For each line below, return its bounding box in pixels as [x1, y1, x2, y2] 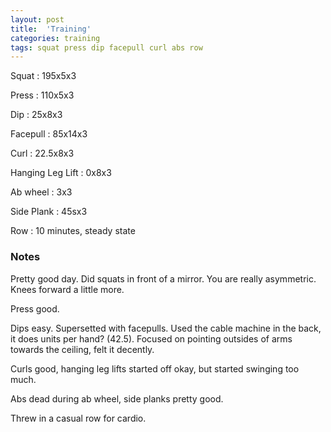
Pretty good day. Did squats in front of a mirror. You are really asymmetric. [10, 272, 317, 285]
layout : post [10, 14, 65, 25]
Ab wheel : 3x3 [10, 186, 73, 198]
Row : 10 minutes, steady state [10, 225, 136, 237]
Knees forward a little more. [10, 283, 125, 295]
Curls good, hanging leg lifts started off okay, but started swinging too [10, 362, 300, 375]
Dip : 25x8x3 [10, 109, 63, 121]
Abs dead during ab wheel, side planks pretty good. [10, 392, 224, 405]
